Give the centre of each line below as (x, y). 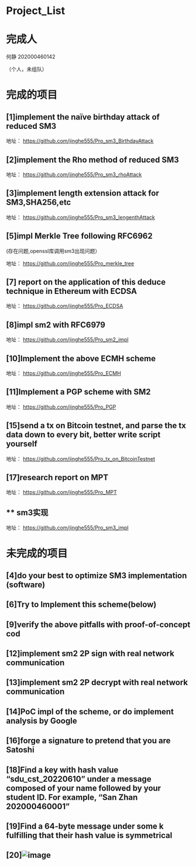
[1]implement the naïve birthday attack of (83, 117)
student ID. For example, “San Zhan (72, 797)
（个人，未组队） (27, 69)
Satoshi (20, 750)
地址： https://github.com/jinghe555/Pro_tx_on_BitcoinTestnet (80, 458)
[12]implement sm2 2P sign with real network (90, 653)
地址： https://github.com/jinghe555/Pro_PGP (61, 407)
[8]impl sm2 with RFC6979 (56, 325)
